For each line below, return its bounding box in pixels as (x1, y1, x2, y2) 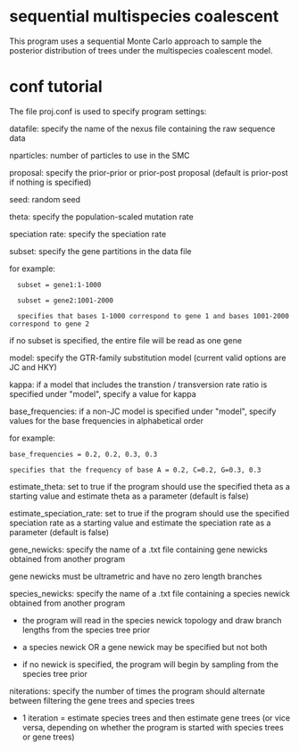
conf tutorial (9, 77, 103, 97)
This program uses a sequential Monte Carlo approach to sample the (9, 36, 262, 46)
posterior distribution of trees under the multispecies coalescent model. (9, 45, 273, 55)
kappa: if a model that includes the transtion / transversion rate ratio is (9, 379, 268, 390)
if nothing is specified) (9, 177, 92, 187)
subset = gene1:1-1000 (17, 280, 102, 289)
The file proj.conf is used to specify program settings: (9, 105, 207, 117)
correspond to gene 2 (9, 319, 90, 328)
